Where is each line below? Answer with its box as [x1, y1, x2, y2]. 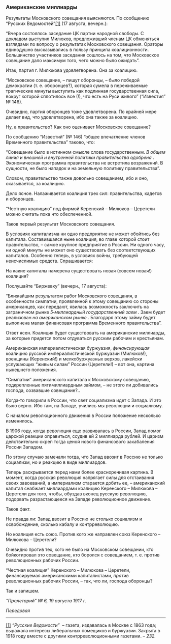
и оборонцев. [6, 196, 35, 202]
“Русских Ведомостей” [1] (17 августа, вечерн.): [6, 20, 108, 26]
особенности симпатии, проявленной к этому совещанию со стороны [6, 298, 159, 304]
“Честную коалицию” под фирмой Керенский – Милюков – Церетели [6, 206, 155, 212]
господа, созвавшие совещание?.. [6, 387, 81, 394]
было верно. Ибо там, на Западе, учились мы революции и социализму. [6, 403, 163, 409]
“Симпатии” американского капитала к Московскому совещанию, [6, 377, 150, 383]
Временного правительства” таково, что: [6, 139, 95, 146]
